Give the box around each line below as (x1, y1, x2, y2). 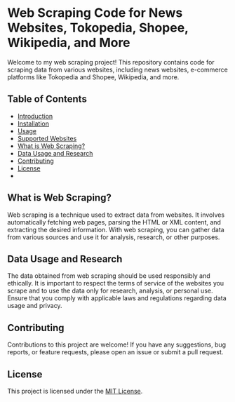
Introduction (17, 112, 53, 120)
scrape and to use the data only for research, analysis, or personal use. (7, 286, 213, 295)
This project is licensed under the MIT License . (7, 387, 143, 395)
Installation (17, 119, 50, 128)
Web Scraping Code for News (7, 5, 183, 21)
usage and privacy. (7, 302, 62, 310)
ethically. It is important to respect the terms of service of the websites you (7, 279, 224, 288)
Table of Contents (7, 93, 88, 105)
